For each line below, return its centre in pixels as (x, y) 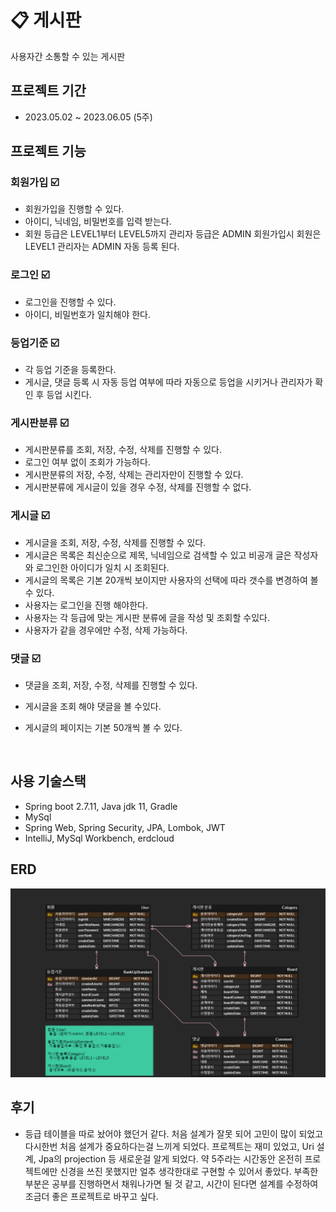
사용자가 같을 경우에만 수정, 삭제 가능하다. (106, 630)
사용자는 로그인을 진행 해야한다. (86, 605)
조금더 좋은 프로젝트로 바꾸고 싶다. (91, 1196)
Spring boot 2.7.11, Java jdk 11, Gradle (101, 806)
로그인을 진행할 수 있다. (70, 302)
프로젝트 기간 (48, 91)
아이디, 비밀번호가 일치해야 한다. (87, 314)
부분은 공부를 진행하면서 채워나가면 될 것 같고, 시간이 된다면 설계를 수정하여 (171, 1183)
